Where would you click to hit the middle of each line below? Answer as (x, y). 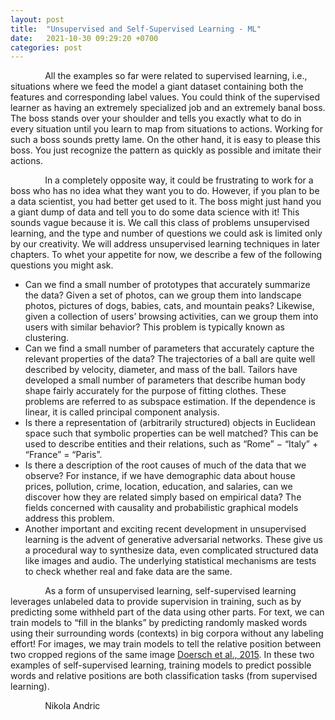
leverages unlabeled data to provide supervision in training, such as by (156, 602)
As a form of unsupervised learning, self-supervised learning (170, 591)
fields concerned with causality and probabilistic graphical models (161, 508)
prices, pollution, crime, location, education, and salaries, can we (158, 487)
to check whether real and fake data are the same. (128, 572)
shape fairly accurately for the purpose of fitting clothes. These (155, 391)
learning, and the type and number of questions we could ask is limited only (166, 233)
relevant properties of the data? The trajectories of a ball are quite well (170, 359)
